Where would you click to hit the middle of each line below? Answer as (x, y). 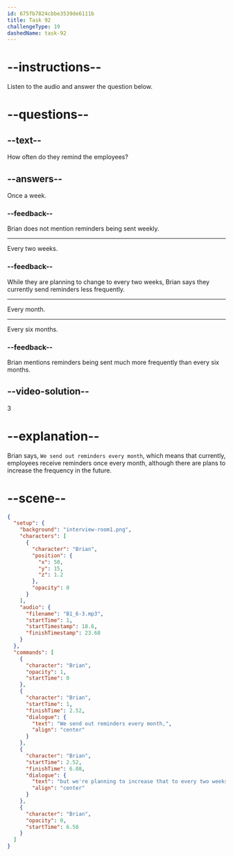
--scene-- (37, 498)
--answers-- (35, 179)
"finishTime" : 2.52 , (55, 710)
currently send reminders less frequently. (66, 289)
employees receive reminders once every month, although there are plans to (116, 463)
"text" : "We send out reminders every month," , (102, 723)
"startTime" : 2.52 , (53, 762)
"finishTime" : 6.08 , (55, 768)
